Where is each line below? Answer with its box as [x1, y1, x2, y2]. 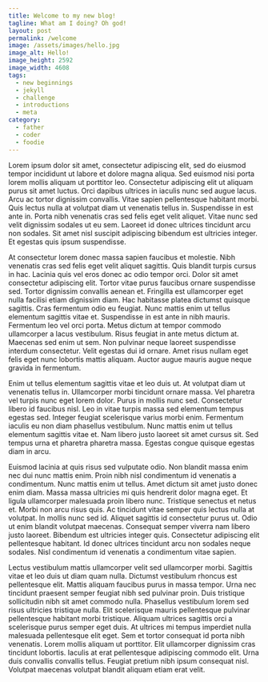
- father [15, 123, 45, 131]
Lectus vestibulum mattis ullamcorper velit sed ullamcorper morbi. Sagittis [8, 562, 254, 572]
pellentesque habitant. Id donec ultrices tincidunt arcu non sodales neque [8, 538, 251, 548]
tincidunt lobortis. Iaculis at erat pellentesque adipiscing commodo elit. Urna [8, 648, 260, 657]
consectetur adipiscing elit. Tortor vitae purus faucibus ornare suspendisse [8, 278, 256, 287]
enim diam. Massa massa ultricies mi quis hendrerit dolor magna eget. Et [8, 487, 248, 497]
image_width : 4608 [8, 64, 70, 72]
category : [8, 116, 42, 124]
